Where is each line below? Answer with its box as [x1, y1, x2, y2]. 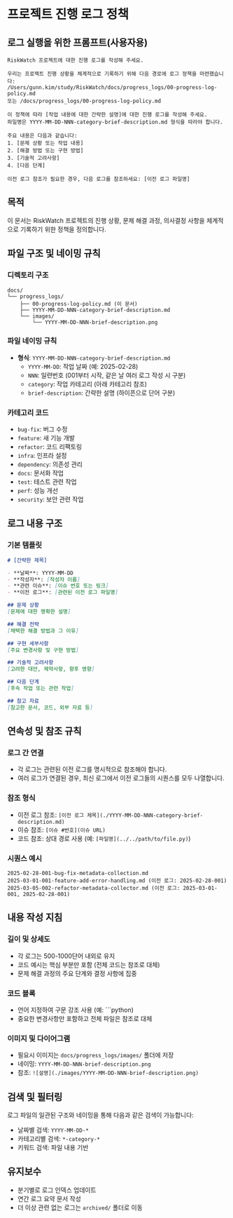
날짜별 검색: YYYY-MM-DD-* [17, 1126, 90, 1135]
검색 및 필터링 [7, 1091, 63, 1103]
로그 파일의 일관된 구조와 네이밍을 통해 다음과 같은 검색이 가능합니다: [7, 1111, 194, 1119]
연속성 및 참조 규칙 [7, 725, 82, 737]
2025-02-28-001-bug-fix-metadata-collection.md [7, 869, 149, 877]
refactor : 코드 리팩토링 [17, 442, 83, 451]
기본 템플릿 [7, 541, 43, 550]
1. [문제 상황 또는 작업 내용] [7, 140, 84, 147]
